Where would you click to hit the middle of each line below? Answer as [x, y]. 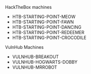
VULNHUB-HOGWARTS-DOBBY [45, 62]
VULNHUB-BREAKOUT [35, 57]
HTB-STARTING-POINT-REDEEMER [48, 32]
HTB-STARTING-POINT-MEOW [44, 17]
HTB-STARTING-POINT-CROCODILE [49, 37]
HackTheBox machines [29, 7]
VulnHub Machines [24, 47]
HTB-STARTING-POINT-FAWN [43, 22]
